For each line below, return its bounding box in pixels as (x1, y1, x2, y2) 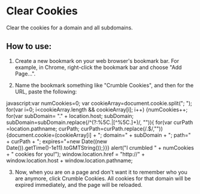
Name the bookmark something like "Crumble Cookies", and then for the (14, 81, 194, 89)
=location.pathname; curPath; (6, 125, 80, 132)
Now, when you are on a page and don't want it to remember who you (14, 168, 187, 175)
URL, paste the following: (14, 88, 77, 95)
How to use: (6, 41, 52, 51)
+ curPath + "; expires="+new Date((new (6, 138, 108, 145)
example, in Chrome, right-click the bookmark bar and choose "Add (14, 63, 182, 71)
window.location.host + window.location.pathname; (6, 157, 133, 164)
